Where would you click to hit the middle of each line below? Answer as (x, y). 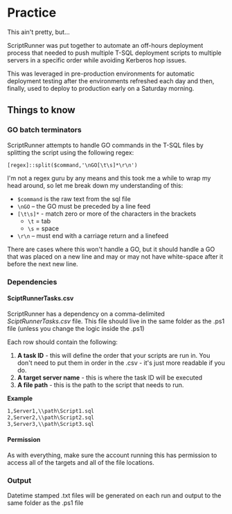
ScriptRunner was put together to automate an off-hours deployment (105, 45)
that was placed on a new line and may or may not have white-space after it (115, 256)
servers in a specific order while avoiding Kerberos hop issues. (97, 60)
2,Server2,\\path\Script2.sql (51, 418)
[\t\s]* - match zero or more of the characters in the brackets (107, 214)
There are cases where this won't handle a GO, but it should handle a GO (111, 249)
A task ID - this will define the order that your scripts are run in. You (114, 355)
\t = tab (39, 221)
